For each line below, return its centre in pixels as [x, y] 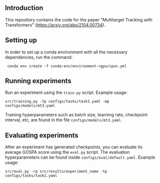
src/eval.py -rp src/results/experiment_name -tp [56, 172]
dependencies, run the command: [39, 57]
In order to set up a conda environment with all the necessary [66, 52]
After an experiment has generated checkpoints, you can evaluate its [74, 147]
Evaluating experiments [42, 135]
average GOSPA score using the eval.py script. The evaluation [67, 152]
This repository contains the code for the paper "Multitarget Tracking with [79, 19]
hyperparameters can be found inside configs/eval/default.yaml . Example [80, 157]
